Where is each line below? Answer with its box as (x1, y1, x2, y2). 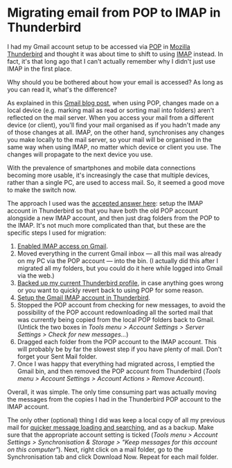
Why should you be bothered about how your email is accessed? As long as (7, 78, 224, 86)
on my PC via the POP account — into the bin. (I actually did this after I (17, 256, 218, 264)
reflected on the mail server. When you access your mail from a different (7, 113, 214, 122)
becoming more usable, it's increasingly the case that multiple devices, (7, 171, 210, 179)
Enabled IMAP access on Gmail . (17, 242, 109, 250)
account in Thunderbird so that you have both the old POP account (7, 206, 199, 215)
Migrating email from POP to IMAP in (7, 5, 221, 21)
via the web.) (17, 271, 55, 280)
